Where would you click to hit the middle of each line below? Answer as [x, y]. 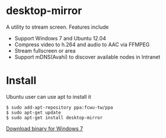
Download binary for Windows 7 [45, 128]
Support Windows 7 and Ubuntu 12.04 [60, 38]
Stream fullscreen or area [45, 50]
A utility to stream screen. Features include [57, 27]
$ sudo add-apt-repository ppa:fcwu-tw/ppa [60, 107]
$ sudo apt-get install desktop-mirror [54, 118]
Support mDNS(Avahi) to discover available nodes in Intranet [87, 57]
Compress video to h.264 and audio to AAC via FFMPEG [82, 44]
